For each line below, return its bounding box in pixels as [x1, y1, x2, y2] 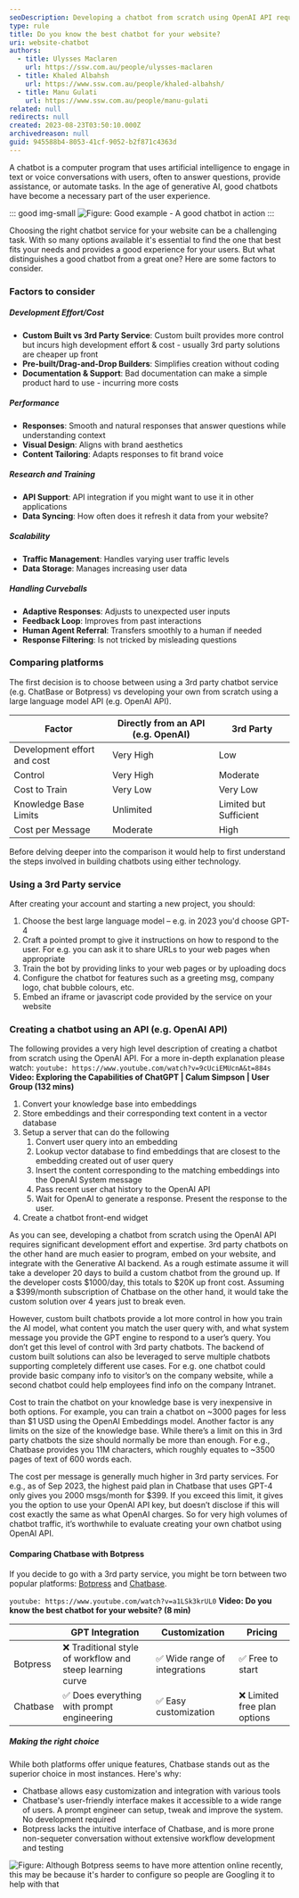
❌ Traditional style [62, 1641, 140, 1653]
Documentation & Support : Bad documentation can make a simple [21, 368, 268, 378]
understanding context [21, 429, 106, 440]
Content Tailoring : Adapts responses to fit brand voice [21, 448, 224, 460]
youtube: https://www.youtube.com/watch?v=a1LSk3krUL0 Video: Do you [9, 1595, 272, 1606]
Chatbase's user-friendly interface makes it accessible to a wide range [21, 1794, 282, 1805]
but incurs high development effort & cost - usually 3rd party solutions [21, 339, 280, 350]
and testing [21, 1842, 64, 1852]
